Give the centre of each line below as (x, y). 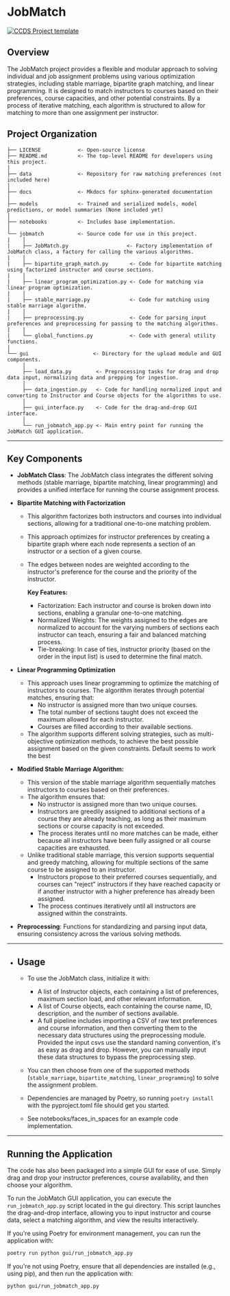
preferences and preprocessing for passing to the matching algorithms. (113, 323)
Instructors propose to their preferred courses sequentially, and (127, 877)
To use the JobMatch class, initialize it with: (89, 978)
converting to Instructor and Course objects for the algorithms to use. (115, 395)
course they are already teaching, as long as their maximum (122, 819)
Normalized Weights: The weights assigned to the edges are (123, 620)
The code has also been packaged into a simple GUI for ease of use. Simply (114, 1170)
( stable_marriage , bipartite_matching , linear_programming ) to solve (123, 1078)
